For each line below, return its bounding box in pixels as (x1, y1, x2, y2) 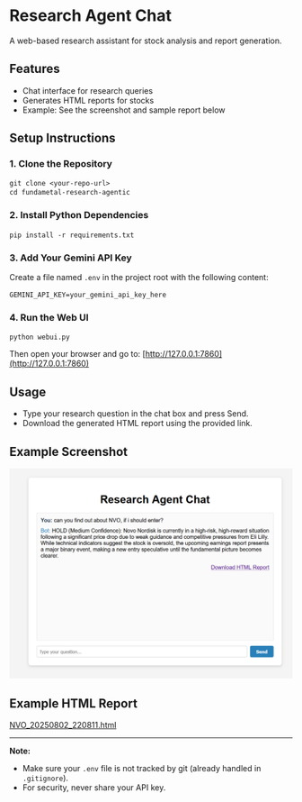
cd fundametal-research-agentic (9, 188, 130, 197)
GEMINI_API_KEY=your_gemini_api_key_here (9, 290, 167, 300)
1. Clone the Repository (9, 158, 112, 170)
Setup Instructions (9, 131, 116, 146)
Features (9, 61, 60, 77)
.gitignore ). (22, 772, 69, 784)
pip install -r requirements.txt (9, 231, 135, 240)
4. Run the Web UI (9, 311, 89, 324)
